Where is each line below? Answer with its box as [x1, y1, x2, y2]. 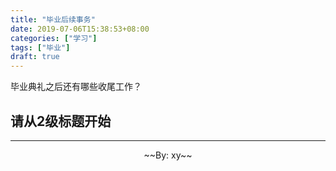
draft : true [10, 52, 60, 62]
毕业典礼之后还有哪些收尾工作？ [10, 81, 142, 93]
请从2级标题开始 [10, 112, 112, 130]
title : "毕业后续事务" [10, 14, 96, 25]
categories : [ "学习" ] [10, 33, 98, 43]
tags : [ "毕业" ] [10, 42, 71, 53]
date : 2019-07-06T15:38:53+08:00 [10, 24, 150, 34]
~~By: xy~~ [143, 149, 193, 161]
